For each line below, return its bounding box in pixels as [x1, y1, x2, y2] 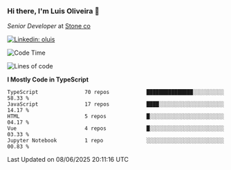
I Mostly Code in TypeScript [7, 75, 89, 84]
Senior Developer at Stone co [7, 22, 91, 30]
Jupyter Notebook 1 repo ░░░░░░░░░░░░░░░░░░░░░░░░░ [7, 138, 225, 144]
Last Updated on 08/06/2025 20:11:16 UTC [7, 155, 129, 164]
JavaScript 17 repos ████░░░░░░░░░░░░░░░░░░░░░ [7, 101, 225, 108]
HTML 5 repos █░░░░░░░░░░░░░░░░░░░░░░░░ [7, 113, 225, 120]
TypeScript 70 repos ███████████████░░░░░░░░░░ [7, 89, 225, 96]
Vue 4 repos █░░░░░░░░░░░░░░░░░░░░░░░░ [7, 125, 225, 132]
